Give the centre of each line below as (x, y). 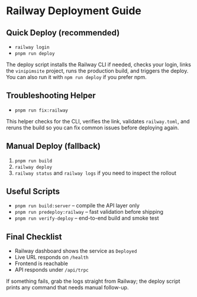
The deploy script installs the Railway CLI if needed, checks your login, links (98, 64)
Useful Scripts (33, 192)
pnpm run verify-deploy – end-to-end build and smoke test (87, 218)
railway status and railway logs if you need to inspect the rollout (95, 173)
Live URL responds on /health (51, 257)
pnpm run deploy (35, 54)
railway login (32, 47)
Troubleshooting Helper (51, 96)
